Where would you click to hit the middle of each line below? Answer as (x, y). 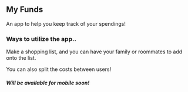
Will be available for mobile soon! (48, 83)
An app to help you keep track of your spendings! (66, 23)
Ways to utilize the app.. (41, 39)
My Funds (25, 10)
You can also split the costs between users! (59, 69)
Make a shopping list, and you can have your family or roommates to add (94, 52)
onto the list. (21, 58)
